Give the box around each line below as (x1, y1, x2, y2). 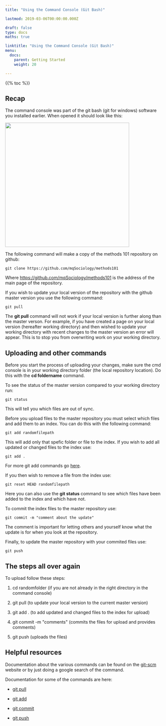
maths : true (5, 34, 30, 40)
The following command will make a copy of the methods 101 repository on (5, 251, 158, 257)
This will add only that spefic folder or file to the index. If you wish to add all (5, 439, 160, 445)
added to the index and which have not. (5, 496, 86, 502)
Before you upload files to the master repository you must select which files (5, 416, 160, 422)
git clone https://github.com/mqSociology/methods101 (5, 266, 119, 271)
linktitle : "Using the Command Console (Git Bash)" (5, 43, 114, 49)
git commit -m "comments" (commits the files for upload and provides (12, 619, 156, 625)
